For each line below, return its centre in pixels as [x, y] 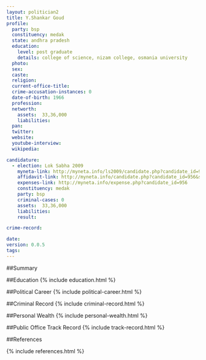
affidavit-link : [38, 177]
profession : [27, 103]
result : [27, 217]
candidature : [23, 160]
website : [23, 138]
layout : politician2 [33, 12]
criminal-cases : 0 [41, 200]
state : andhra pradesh [41, 40]
